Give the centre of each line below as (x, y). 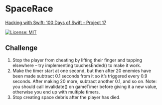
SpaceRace (29, 9)
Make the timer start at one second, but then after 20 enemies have (81, 70)
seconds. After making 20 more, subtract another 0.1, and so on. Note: (84, 81)
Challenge (21, 48)
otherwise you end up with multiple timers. (56, 92)
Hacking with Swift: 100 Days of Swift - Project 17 (56, 22)
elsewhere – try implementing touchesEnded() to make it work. (77, 65)
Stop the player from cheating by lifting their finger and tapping (77, 60)
